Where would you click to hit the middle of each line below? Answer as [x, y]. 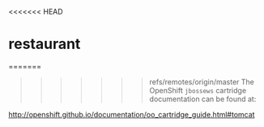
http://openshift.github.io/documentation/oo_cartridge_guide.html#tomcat [132, 114]
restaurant [45, 44]
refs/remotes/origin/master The [202, 82]
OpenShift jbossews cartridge [198, 90]
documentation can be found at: [203, 99]
